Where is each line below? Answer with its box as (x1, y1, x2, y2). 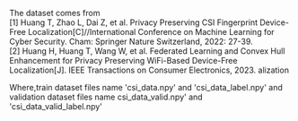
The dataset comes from (9, 8, 101, 18)
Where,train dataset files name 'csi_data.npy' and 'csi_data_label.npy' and (9, 82, 283, 92)
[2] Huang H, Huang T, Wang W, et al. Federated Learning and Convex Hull (9, 46, 285, 56)
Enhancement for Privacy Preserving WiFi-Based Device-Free (9, 56, 238, 65)
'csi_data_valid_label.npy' (9, 101, 103, 111)
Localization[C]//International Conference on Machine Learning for (28, 27, 276, 37)
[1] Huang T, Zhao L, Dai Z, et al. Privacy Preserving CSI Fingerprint (9, 17, 259, 28)
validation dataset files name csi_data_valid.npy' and (9, 91, 204, 102)
